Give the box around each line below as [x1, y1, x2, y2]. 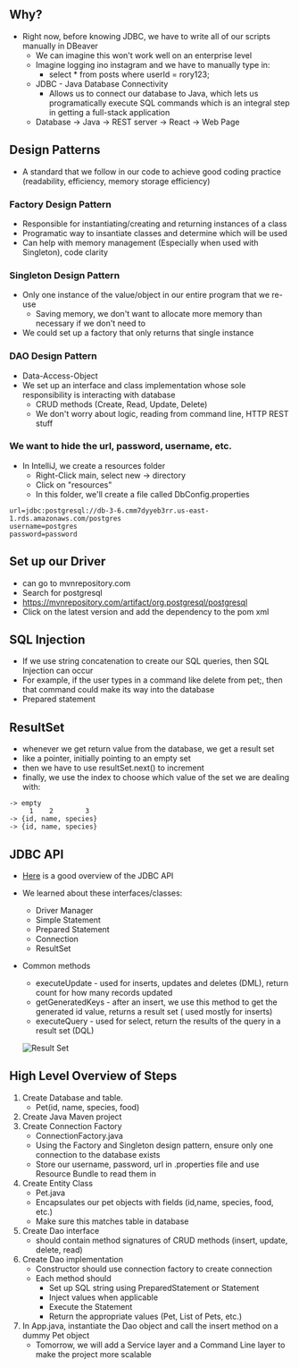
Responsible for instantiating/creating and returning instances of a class [21, 218, 287, 229]
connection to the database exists [35, 1149, 161, 1160]
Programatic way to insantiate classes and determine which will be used [21, 227, 288, 238]
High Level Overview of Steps [9, 1068, 178, 1083]
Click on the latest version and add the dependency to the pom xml [21, 606, 270, 616]
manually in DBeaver [21, 40, 98, 51]
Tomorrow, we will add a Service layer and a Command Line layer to [35, 1339, 286, 1350]
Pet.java [35, 1187, 65, 1198]
